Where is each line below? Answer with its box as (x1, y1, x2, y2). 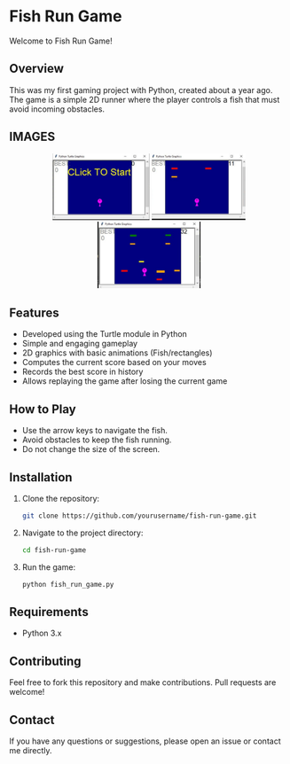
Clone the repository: (21, 494, 100, 503)
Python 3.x (21, 628, 62, 639)
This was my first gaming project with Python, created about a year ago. (9, 84, 273, 95)
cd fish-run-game (21, 545, 87, 555)
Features (9, 305, 59, 320)
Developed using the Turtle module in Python (21, 329, 188, 339)
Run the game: (21, 561, 76, 573)
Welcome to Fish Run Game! (9, 35, 113, 46)
